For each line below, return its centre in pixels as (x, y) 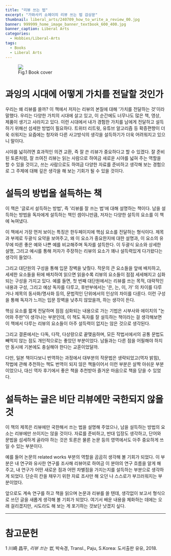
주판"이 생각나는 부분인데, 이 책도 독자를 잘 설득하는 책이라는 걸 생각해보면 (88, 317)
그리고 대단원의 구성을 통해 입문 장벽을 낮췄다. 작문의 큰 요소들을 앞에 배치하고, (83, 268)
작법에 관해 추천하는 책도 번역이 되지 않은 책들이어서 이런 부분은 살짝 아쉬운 (80, 364)
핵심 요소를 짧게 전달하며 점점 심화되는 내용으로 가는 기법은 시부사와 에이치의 (81, 311)
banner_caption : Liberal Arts (37, 29)
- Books (18, 48)
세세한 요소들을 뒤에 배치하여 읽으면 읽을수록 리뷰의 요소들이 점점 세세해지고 (81, 275)
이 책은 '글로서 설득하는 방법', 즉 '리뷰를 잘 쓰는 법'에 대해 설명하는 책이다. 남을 (83, 209)
